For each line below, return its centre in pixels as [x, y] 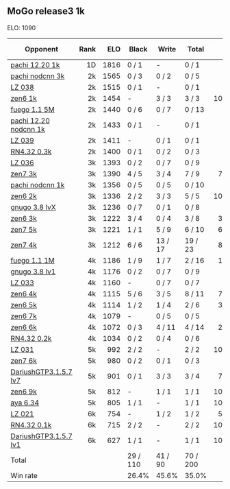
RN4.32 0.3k [31, 152]
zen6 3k [24, 218]
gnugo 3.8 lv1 [33, 272]
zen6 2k [24, 196]
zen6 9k [24, 392]
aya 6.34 [25, 403]
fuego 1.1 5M [33, 109]
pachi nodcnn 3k [38, 76]
